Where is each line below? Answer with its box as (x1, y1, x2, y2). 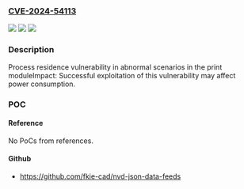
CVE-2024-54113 (8, 6, 77, 17)
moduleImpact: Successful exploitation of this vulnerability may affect (8, 70, 236, 80)
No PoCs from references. (8, 136, 93, 146)
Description (8, 44, 55, 55)
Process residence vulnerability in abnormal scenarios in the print (8, 62, 223, 72)
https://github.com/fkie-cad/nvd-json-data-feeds (19, 172, 181, 181)
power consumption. (8, 79, 76, 89)
